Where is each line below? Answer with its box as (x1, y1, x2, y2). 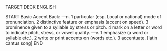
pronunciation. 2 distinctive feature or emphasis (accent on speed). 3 (5, 19, 149, 25)
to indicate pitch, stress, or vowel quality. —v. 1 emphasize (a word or (5, 30, 149, 35)
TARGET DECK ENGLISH (5, 4, 56, 10)
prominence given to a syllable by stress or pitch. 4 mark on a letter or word (5, 24, 162, 30)
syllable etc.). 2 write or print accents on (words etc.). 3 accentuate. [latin (5, 35, 157, 41)
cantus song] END (5, 40, 43, 46)
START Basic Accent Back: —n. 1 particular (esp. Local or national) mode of (5, 14, 162, 19)
